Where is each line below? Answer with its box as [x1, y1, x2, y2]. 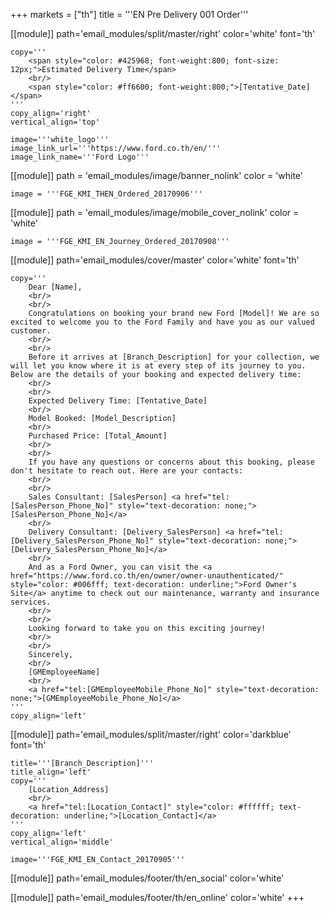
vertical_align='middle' [10, 837, 114, 847]
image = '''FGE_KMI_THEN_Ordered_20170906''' [10, 189, 203, 199]
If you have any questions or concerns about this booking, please [28, 457, 315, 467]
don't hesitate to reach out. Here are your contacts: [10, 466, 244, 476]
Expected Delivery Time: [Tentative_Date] [28, 396, 208, 406]
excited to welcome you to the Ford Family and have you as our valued [10, 317, 315, 327]
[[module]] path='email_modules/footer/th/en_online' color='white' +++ [10, 892, 305, 903]
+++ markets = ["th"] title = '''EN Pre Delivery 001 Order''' [10, 9, 249, 20]
